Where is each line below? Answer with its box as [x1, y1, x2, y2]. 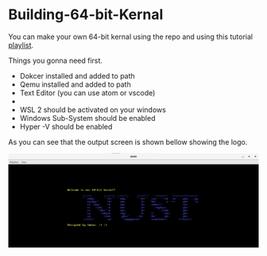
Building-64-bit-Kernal [8, 6, 164, 24]
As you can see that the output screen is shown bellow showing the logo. [8, 137, 248, 146]
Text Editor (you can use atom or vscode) [19, 87, 156, 97]
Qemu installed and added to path [19, 80, 131, 89]
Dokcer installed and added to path [19, 71, 135, 80]
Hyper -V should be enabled [19, 122, 113, 131]
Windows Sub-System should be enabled [19, 113, 156, 122]
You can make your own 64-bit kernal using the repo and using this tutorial [8, 32, 253, 41]
